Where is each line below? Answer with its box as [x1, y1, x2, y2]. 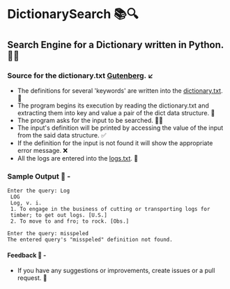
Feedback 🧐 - [7, 251, 47, 259]
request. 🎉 [17, 274, 47, 282]
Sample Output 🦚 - [7, 171, 71, 181]
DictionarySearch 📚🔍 [7, 6, 139, 22]
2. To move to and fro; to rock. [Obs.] [10, 218, 130, 225]
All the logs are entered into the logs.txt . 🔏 [17, 154, 139, 162]
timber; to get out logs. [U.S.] [10, 212, 108, 219]
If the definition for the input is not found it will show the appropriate [17, 138, 213, 147]
